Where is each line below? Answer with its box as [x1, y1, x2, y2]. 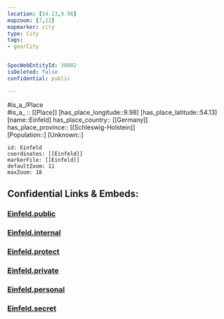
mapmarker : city [7, 23, 55, 30]
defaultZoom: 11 [7, 163, 55, 170]
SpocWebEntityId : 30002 [7, 62, 77, 69]
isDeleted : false [7, 68, 58, 75]
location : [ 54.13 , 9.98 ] [7, 10, 77, 18]
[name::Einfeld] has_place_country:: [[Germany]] [7, 115, 148, 124]
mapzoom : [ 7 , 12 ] [7, 17, 55, 24]
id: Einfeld [7, 144, 42, 151]
